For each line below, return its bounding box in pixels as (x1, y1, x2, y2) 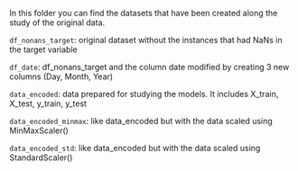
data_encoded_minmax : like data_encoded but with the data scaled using (9, 116, 273, 126)
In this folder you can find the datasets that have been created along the (9, 8, 278, 18)
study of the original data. (9, 17, 106, 28)
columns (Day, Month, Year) (9, 71, 114, 82)
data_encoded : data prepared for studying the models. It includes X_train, (9, 89, 279, 99)
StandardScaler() (9, 152, 73, 163)
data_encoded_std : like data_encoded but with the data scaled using (9, 143, 261, 153)
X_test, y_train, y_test (9, 98, 88, 109)
